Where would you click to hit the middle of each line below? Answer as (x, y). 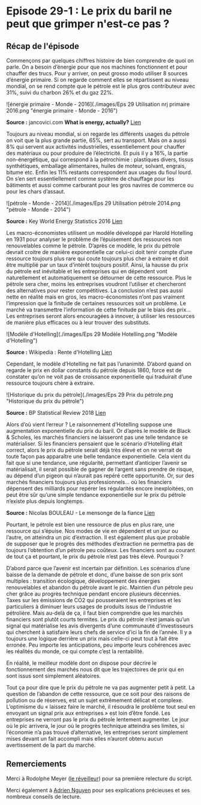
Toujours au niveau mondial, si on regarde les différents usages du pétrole (98, 134)
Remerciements (37, 764)
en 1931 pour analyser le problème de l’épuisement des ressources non (94, 239)
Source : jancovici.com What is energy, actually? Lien (74, 122)
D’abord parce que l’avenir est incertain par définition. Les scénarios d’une (98, 568)
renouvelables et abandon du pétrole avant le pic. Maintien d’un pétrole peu (100, 587)
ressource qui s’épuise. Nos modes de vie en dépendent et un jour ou (92, 531)
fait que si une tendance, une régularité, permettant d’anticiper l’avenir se (97, 463)
